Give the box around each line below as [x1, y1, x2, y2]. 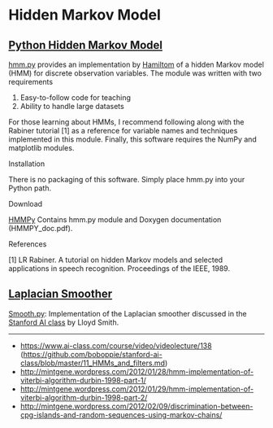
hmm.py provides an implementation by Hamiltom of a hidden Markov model [8, 59, 264, 69]
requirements [8, 77, 54, 86]
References [8, 239, 47, 249]
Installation [8, 159, 45, 168]
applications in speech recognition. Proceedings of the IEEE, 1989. [8, 264, 230, 273]
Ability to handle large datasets [19, 102, 124, 111]
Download [8, 199, 43, 208]
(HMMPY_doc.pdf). [8, 224, 73, 233]
